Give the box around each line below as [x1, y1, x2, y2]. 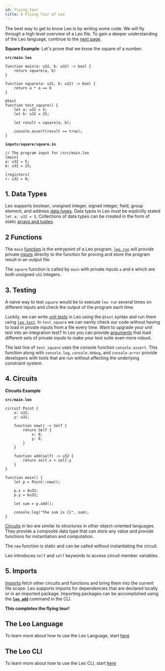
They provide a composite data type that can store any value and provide [5, 528, 154, 534]
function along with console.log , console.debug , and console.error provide [5, 349, 158, 355]
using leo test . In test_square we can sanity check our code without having [5, 319, 160, 325]
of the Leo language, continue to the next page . [5, 36, 102, 42]
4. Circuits [5, 375, 38, 383]
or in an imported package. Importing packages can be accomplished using [5, 590, 159, 596]
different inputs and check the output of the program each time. [5, 304, 134, 310]
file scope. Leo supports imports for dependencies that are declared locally [5, 585, 158, 591]
